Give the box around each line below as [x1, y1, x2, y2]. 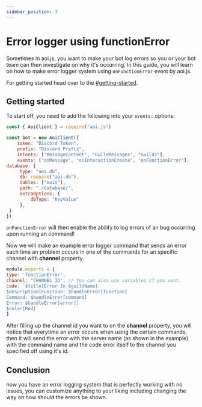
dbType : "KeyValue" [30, 196, 79, 202]
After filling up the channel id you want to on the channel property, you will [6, 322, 192, 329]
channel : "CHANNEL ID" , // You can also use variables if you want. [6, 278, 182, 284]
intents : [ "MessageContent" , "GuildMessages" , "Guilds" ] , [17, 151, 165, 158]
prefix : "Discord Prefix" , [17, 146, 85, 152]
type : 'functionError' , [6, 272, 66, 278]
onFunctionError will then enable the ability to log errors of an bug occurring [6, 224, 195, 231]
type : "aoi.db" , [19, 168, 61, 174]
